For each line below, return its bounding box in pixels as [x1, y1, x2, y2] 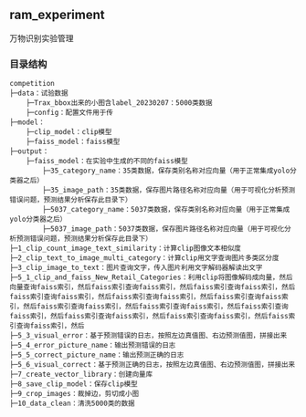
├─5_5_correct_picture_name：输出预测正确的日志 [9, 350, 185, 360]
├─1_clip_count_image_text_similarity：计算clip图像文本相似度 [9, 244, 242, 254]
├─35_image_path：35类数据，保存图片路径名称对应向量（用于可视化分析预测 [42, 186, 296, 195]
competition [9, 79, 55, 89]
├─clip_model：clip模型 [26, 128, 112, 137]
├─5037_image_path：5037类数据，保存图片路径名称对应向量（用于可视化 [42, 224, 285, 234]
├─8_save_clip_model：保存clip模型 [9, 380, 139, 389]
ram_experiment [9, 7, 105, 23]
